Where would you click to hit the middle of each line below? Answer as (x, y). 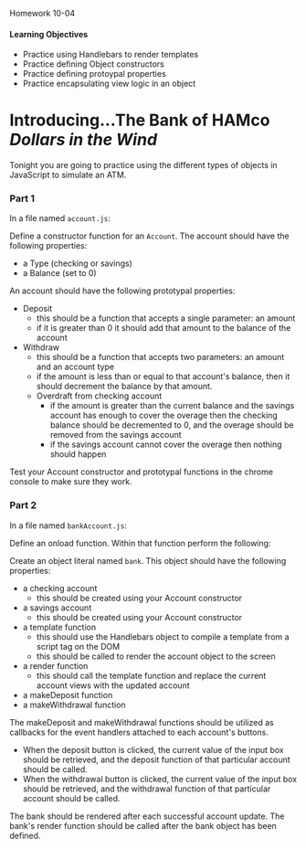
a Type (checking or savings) (77, 263)
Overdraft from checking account (99, 396)
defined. (25, 835)
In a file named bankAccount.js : (69, 525)
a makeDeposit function (68, 694)
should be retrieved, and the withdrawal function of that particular (147, 789)
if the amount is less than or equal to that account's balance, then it (163, 376)
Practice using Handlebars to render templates (111, 55)
